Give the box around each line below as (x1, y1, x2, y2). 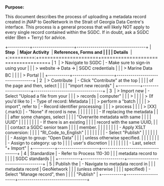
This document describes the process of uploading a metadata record (5, 14, 147, 19)
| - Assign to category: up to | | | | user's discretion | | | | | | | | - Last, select (5, 140, 156, 146)
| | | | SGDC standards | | (5, 156, 55, 161)
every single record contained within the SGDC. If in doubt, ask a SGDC (5, 29, 149, 35)
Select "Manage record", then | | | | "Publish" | (5, 171, 98, 177)
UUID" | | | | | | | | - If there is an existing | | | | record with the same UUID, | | (5, 119, 158, 125)
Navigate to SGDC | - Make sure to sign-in (65, 60, 150, 65)
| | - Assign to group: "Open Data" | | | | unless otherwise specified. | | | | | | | (5, 135, 159, 140)
